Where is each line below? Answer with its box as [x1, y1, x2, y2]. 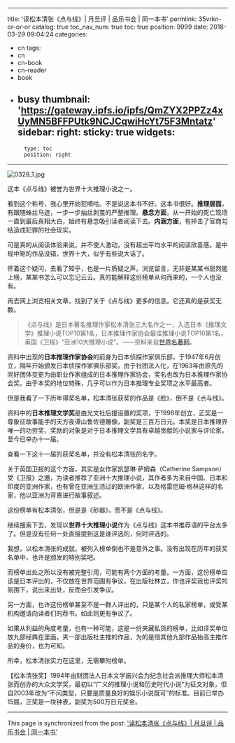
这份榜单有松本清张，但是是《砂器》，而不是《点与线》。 [7, 506, 166, 514]
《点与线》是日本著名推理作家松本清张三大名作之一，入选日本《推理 [24, 320, 221, 328]
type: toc [24, 145, 52, 152]
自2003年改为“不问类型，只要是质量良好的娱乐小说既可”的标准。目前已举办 [7, 688, 225, 697]
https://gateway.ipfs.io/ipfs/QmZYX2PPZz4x [20, 104, 224, 116]
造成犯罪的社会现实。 [13, 225, 75, 234]
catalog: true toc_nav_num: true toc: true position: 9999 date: [31, 22, 208, 31]
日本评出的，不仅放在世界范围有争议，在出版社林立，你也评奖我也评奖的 [19, 576, 228, 585]
